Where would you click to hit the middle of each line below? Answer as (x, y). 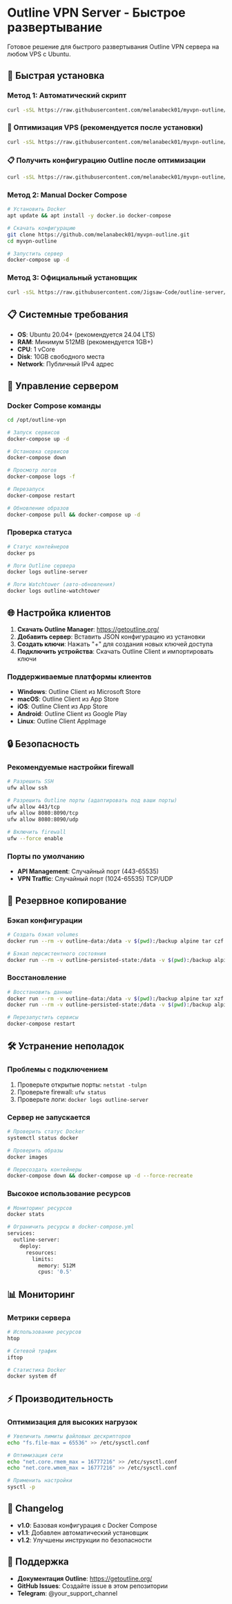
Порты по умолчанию (46, 856)
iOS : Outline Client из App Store (62, 706)
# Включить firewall (37, 832)
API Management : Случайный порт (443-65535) (88, 871)
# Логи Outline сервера (41, 566)
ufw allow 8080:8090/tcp (43, 813)
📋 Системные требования (68, 314)
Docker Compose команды (54, 405)
